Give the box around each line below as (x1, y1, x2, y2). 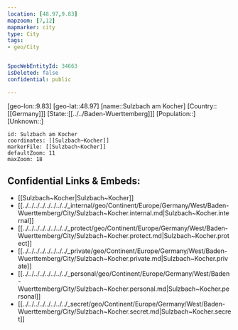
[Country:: (187, 101, 217, 110)
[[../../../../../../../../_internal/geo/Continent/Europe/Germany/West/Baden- (17, 201, 229, 210)
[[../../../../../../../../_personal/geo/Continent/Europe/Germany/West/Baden (17, 269, 230, 278)
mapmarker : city (7, 24, 55, 31)
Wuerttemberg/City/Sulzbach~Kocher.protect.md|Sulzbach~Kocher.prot (17, 232, 229, 240)
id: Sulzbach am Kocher (7, 130, 78, 138)
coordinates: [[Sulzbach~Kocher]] (7, 137, 110, 144)
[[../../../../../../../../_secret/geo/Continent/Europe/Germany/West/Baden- (17, 300, 226, 309)
